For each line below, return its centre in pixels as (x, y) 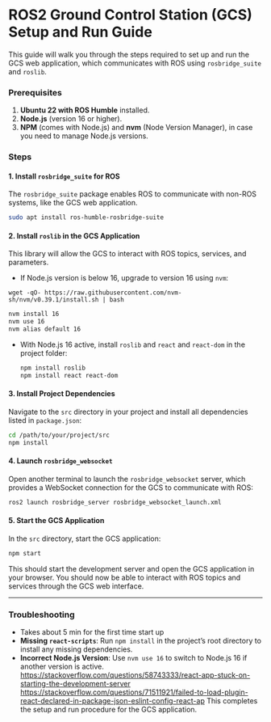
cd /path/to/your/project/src (59, 435)
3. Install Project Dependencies (62, 394)
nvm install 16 (34, 314)
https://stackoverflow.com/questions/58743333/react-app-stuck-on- (135, 675)
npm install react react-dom (69, 375)
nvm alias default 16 (45, 329)
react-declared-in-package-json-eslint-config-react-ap (113, 701)
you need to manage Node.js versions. (84, 136)
